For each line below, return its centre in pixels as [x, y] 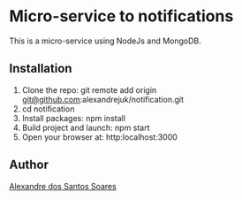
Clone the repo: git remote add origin [89, 89]
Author [29, 165]
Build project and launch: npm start [86, 127]
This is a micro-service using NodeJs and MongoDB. [105, 41]
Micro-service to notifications [121, 16]
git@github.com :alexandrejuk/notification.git [102, 99]
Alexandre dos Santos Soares [63, 186]
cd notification [48, 109]
